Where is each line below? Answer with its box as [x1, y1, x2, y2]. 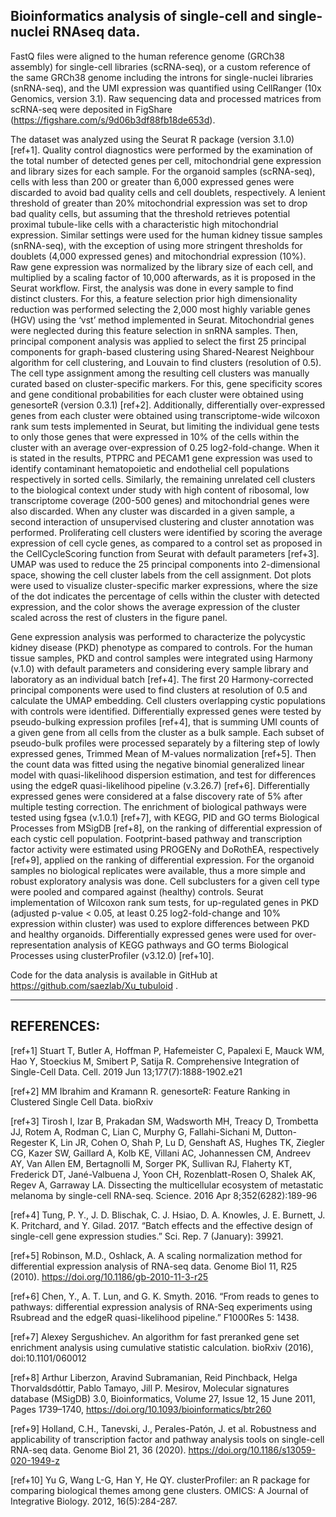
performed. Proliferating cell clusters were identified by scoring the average [10, 526, 323, 538]
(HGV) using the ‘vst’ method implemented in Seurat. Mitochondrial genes [10, 314, 315, 326]
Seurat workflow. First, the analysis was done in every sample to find [10, 282, 294, 294]
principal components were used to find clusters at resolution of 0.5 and [10, 684, 308, 696]
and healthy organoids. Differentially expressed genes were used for [10, 928, 293, 940]
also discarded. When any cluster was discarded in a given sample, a [10, 505, 295, 517]
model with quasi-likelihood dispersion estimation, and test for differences [10, 769, 317, 781]
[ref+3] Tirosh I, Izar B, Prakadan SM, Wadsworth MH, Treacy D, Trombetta [10, 1115, 319, 1127]
